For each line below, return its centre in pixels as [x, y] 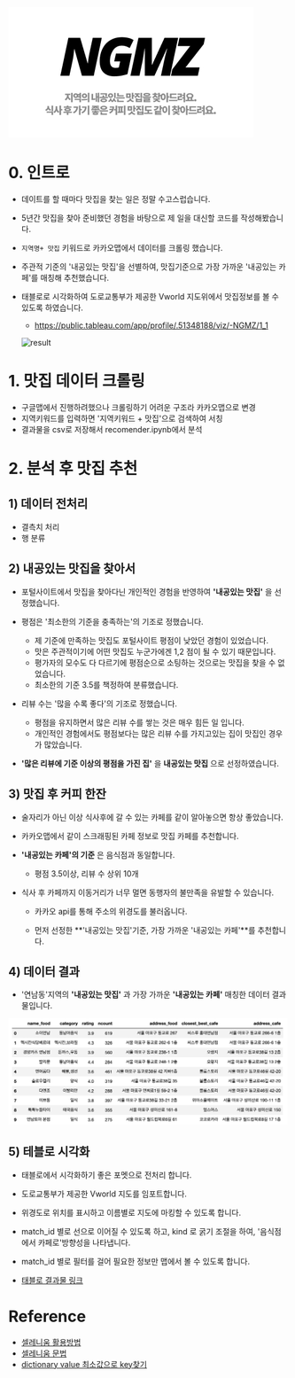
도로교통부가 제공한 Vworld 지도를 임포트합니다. [104, 1194]
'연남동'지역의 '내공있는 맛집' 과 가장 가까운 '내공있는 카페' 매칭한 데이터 [145, 994]
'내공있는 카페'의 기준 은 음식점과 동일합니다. [98, 854]
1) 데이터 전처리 [48, 504]
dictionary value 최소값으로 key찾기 [84, 1364]
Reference [47, 1316]
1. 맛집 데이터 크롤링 [77, 381]
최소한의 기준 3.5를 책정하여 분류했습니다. [106, 684]
